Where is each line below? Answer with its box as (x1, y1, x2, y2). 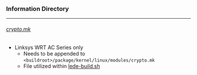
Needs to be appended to (23, 50, 86, 57)
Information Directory (6, 5, 69, 13)
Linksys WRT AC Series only (14, 43, 84, 51)
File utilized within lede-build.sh (23, 62, 100, 69)
